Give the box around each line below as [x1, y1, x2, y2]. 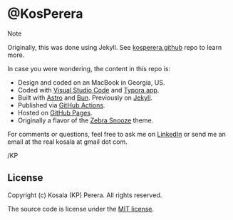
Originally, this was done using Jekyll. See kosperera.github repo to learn [7, 43, 222, 51]
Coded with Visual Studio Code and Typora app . [17, 85, 160, 94]
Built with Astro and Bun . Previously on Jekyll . [17, 93, 153, 102]
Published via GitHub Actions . [17, 100, 105, 109]
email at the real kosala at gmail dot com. [7, 137, 128, 146]
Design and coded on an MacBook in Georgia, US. [17, 78, 165, 87]
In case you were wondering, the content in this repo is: [7, 64, 171, 73]
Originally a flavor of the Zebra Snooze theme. [17, 116, 154, 125]
